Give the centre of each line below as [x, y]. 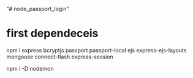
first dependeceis [52, 34]
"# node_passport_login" [38, 9]
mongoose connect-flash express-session [60, 57]
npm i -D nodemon [30, 68]
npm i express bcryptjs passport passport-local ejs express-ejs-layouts [96, 50]
